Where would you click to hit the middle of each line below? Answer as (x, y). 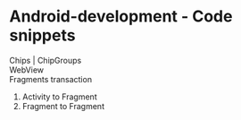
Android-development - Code (121, 17)
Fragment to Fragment (63, 106)
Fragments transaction (50, 79)
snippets (42, 35)
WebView (27, 70)
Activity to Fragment (59, 97)
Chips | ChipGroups (46, 60)
